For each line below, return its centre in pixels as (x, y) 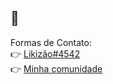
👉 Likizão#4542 (45, 53)
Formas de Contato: (51, 42)
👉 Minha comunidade (56, 68)
